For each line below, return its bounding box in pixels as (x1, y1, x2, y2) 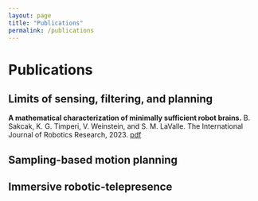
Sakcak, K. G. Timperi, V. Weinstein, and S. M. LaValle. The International (8, 122, 244, 131)
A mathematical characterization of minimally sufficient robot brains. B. (8, 113, 251, 123)
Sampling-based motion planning (8, 153, 178, 167)
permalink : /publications (8, 26, 94, 34)
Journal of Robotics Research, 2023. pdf (8, 130, 142, 140)
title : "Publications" (8, 19, 84, 27)
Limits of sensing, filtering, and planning (8, 92, 213, 106)
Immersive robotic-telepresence (8, 180, 173, 194)
